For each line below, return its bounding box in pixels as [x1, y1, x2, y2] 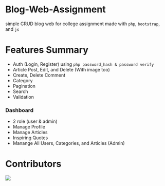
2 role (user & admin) [12, 118, 58, 124]
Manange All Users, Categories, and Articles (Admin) [12, 140, 125, 146]
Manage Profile [12, 124, 45, 130]
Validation [12, 94, 34, 100]
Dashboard [5, 106, 34, 114]
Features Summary [5, 44, 89, 56]
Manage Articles [12, 129, 48, 136]
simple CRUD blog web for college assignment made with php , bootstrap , [5, 21, 160, 27]
